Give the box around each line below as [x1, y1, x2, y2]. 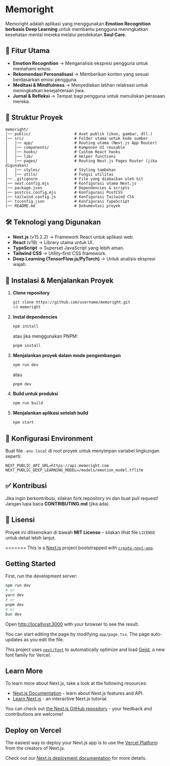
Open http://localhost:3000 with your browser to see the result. [5, 621, 140, 627]
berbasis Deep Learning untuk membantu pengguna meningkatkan [5, 26, 149, 32]
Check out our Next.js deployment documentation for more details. [5, 755, 147, 761]
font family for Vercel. [5, 651, 51, 658]
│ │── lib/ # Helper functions [5, 154, 116, 159]
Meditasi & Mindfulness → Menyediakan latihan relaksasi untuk [12, 82, 148, 88]
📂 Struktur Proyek [5, 113, 63, 122]
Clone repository [12, 290, 50, 296]
